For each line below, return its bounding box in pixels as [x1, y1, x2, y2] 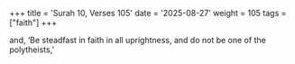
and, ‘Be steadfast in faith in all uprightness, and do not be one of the [9, 35, 266, 45]
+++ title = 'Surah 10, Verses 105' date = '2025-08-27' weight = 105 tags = [9, 8, 287, 18]
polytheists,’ [9, 44, 55, 55]
